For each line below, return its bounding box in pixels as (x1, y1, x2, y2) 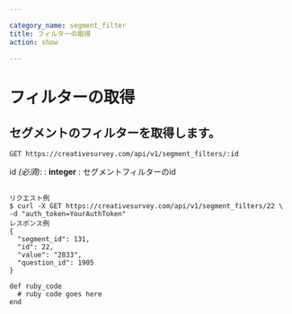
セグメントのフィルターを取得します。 (9, 125, 221, 140)
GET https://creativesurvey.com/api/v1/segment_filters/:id (9, 150, 240, 159)
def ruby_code (9, 282, 63, 292)
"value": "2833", (17, 250, 83, 260)
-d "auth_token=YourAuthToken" (9, 210, 127, 219)
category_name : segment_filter (9, 21, 127, 30)
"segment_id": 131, (17, 235, 91, 244)
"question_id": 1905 (17, 258, 94, 267)
